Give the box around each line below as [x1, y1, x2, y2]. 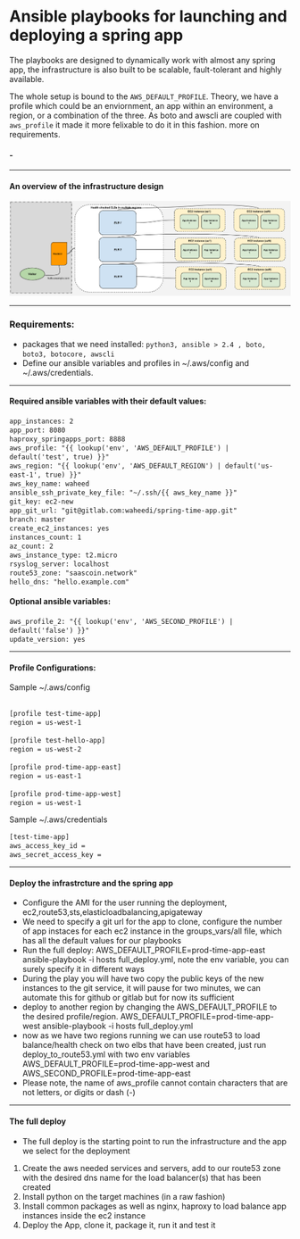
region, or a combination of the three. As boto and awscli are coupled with [9, 110, 283, 121]
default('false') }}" [9, 627, 90, 636]
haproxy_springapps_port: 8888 [9, 435, 126, 444]
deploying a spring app [9, 25, 184, 46]
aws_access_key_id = [9, 842, 87, 851]
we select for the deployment [21, 1145, 131, 1156]
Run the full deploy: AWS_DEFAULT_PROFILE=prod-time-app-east [21, 944, 266, 956]
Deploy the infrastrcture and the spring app [9, 877, 174, 888]
